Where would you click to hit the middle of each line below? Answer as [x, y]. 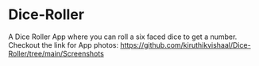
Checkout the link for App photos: [64, 45]
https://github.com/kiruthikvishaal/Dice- [186, 45]
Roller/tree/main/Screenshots [56, 53]
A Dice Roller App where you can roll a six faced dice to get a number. [123, 37]
